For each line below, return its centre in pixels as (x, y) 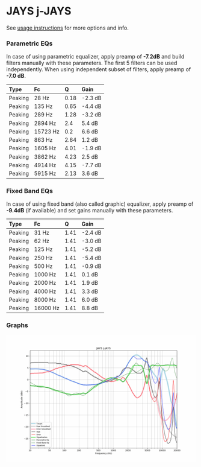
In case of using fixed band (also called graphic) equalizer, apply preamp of (100, 204)
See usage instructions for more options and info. (68, 28)
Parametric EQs (29, 43)
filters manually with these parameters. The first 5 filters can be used (92, 63)
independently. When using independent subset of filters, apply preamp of (99, 69)
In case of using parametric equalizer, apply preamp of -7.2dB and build (95, 57)
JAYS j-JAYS (39, 11)
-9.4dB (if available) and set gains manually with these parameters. (90, 211)
